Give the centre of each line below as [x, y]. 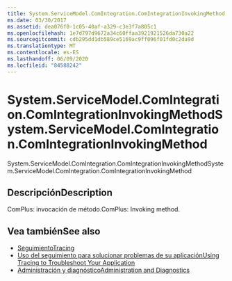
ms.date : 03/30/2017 [37, 20]
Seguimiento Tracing [46, 248]
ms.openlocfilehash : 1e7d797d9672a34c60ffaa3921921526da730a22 [101, 33]
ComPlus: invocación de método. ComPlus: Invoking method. [94, 209]
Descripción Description [60, 192]
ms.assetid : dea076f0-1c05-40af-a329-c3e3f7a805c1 [82, 26]
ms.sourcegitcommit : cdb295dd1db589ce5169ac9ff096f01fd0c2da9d [101, 40]
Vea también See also [54, 231]
